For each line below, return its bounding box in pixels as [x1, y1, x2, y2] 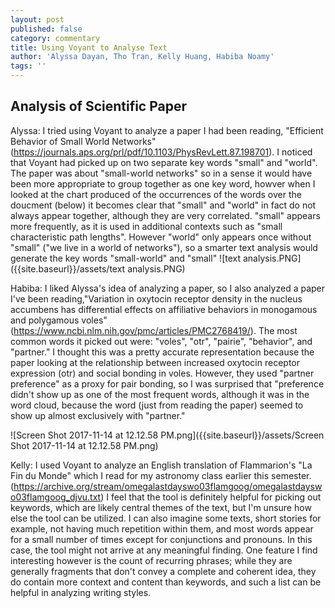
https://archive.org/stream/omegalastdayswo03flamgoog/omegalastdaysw [13, 480, 323, 492]
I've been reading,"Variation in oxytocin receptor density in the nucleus [10, 292, 303, 305]
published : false [10, 24, 83, 34]
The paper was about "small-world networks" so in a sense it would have [10, 167, 313, 179]
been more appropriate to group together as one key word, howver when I [10, 177, 316, 190]
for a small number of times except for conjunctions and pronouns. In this [10, 533, 313, 545]
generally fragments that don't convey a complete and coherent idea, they [10, 565, 317, 577]
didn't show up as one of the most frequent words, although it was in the [10, 388, 310, 400]
